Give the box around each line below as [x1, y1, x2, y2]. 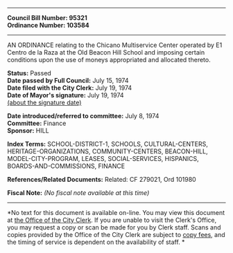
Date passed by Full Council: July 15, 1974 [7, 77, 130, 84]
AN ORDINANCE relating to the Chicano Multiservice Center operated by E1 [7, 41, 223, 49]
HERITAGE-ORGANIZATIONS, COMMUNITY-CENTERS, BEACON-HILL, [7, 147, 208, 156]
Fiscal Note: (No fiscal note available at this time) [7, 189, 150, 197]
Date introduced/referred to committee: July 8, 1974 [7, 112, 159, 120]
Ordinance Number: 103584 [7, 21, 90, 29]
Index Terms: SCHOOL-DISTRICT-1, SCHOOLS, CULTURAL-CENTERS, [7, 140, 208, 148]
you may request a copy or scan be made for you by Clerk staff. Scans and [7, 223, 221, 232]
